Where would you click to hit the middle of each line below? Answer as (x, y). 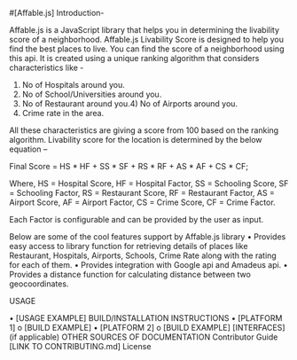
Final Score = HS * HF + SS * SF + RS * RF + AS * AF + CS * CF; (129, 166)
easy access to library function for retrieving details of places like (129, 246)
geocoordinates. (39, 284)
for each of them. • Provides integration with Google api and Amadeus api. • (148, 265)
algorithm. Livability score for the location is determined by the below (136, 140)
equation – (28, 149)
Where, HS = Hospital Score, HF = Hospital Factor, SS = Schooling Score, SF (149, 184)
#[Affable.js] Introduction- (57, 13)
